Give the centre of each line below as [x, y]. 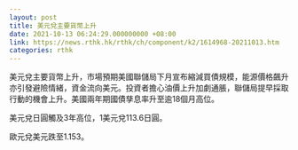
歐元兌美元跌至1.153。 [49, 137]
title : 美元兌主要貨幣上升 [53, 26]
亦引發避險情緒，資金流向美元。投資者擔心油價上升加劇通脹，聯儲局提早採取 [149, 88]
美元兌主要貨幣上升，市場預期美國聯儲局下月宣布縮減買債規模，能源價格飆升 [149, 77]
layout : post [33, 17]
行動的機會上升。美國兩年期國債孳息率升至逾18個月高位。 [114, 99]
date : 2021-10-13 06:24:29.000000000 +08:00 [93, 34]
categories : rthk [41, 51]
